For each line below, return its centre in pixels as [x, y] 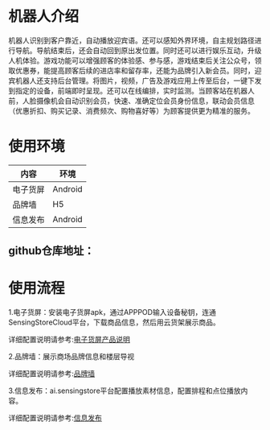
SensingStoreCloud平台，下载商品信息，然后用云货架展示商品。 [114, 322]
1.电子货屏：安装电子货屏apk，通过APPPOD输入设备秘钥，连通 [112, 312]
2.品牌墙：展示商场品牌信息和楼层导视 [72, 357]
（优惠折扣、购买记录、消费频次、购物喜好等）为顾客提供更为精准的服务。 [131, 110]
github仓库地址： [51, 251]
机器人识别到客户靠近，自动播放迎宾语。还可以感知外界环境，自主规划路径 [131, 40]
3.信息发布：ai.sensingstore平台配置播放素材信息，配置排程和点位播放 [125, 391]
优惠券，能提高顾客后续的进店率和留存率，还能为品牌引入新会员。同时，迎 [138, 70]
